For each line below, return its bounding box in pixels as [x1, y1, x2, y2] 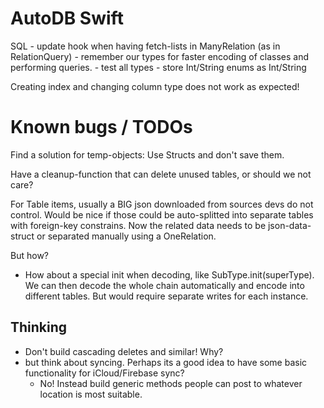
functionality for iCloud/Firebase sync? [24, 367, 185, 379]
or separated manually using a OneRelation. [36, 230, 217, 242]
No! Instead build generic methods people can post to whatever [39, 377, 303, 389]
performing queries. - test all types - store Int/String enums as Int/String [10, 61, 307, 73]
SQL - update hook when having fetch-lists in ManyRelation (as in [10, 40, 281, 52]
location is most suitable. [39, 388, 143, 400]
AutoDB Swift [10, 7, 124, 30]
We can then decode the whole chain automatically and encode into [24, 279, 305, 291]
